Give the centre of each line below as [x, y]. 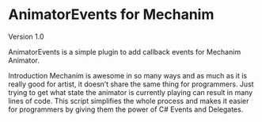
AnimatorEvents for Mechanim [111, 15]
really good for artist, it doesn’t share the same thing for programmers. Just [131, 84]
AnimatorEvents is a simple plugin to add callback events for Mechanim [125, 51]
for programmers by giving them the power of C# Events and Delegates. [126, 109]
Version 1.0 [26, 36]
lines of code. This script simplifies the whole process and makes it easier [129, 101]
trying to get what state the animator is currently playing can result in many [131, 92]
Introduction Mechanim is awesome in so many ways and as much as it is [128, 75]
